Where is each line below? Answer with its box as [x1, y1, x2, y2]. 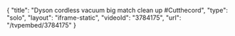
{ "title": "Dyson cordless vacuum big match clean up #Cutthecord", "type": [6, 6, 229, 14]
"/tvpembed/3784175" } [6, 21, 76, 29]
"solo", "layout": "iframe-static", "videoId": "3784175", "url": [6, 13, 182, 22]
